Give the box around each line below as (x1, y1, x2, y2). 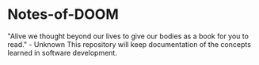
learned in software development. (7, 48, 118, 57)
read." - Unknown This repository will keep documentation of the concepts (7, 39, 251, 49)
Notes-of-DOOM (7, 5, 120, 23)
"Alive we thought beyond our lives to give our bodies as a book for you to (7, 31, 249, 41)
